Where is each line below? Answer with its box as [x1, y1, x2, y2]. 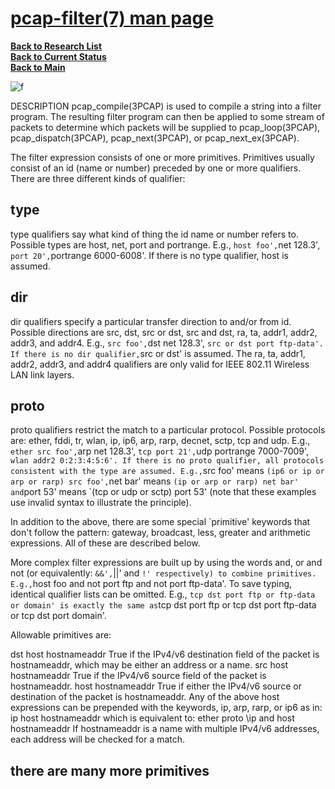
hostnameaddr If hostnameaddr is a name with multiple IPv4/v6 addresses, [10, 723, 320, 735]
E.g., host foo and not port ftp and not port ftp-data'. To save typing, [10, 578, 293, 590]
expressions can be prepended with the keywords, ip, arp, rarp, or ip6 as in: [10, 702, 323, 714]
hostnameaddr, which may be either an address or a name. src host [10, 659, 289, 671]
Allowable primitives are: [10, 629, 112, 641]
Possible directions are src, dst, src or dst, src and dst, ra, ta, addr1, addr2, [10, 326, 318, 338]
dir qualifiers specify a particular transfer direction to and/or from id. [10, 315, 292, 327]
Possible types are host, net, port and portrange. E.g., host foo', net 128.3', [10, 238, 321, 251]
